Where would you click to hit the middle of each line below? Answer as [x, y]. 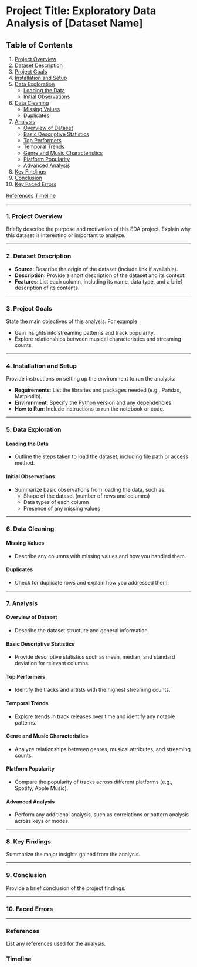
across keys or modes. [42, 821]
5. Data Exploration [34, 429]
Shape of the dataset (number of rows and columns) [86, 496]
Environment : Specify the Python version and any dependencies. [94, 403]
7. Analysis [22, 603]
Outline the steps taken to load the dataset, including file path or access [101, 456]
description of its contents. [47, 288]
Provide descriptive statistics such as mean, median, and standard [95, 657]
